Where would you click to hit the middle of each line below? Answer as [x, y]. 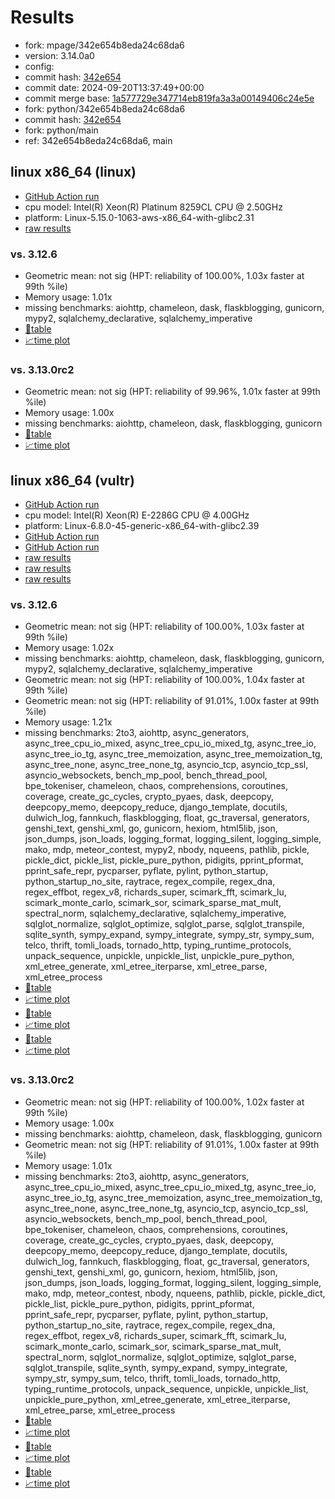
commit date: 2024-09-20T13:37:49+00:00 [114, 87]
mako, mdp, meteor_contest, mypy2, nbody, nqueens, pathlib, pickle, [167, 850]
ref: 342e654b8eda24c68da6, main [98, 140]
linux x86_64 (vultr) [72, 480]
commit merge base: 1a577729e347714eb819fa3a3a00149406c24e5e [169, 98]
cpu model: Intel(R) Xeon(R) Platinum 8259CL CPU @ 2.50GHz [153, 207]
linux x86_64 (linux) [73, 172]
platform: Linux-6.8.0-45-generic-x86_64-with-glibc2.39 [142, 526]
